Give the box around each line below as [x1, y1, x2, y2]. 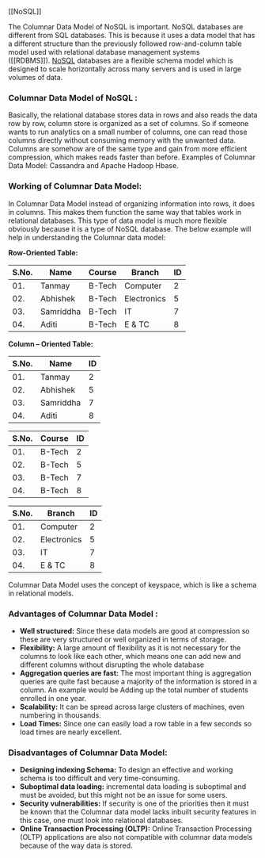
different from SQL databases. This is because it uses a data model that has [8, 31, 256, 40]
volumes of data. [8, 73, 63, 82]
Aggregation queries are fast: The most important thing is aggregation [19, 668, 252, 677]
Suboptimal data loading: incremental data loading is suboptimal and [19, 782, 247, 791]
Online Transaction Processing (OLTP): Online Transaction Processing [19, 824, 252, 833]
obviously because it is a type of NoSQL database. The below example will [8, 224, 252, 233]
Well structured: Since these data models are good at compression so [19, 626, 250, 635]
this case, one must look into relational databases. [19, 816, 184, 825]
